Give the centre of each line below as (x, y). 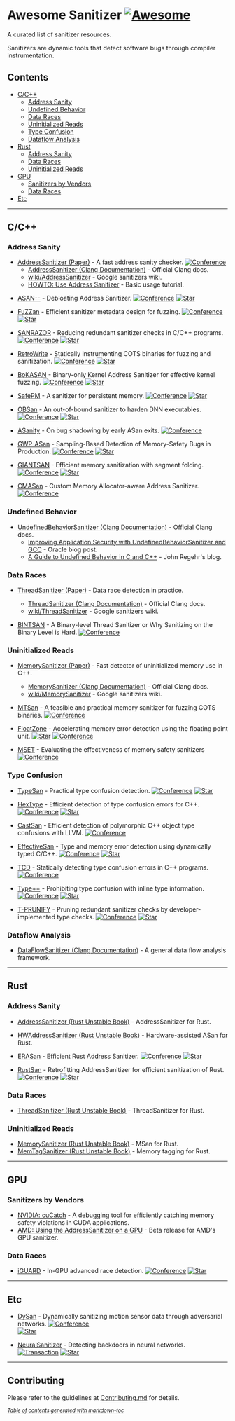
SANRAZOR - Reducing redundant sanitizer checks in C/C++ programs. (120, 333)
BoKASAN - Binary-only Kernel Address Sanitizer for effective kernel (116, 375)
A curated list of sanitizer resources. (59, 34)
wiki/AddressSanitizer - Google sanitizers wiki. (95, 277)
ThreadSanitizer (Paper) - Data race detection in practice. (100, 590)
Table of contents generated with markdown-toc (66, 1410)
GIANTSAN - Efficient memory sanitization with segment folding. (111, 465)
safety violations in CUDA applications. (73, 1222)
